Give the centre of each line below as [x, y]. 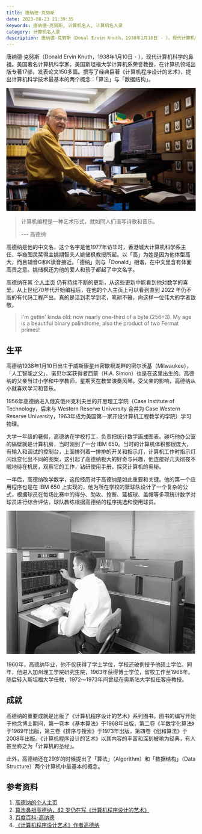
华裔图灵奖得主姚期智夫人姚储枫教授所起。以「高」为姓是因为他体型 [101, 255]
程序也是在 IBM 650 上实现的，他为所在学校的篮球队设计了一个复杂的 [97, 487]
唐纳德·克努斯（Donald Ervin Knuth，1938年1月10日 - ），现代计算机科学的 [97, 57]
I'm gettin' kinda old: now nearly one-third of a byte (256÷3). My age [106, 317]
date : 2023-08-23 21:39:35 [40, 19]
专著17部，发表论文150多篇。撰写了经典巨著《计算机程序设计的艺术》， [99, 72]
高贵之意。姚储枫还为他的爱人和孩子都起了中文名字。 [72, 270]
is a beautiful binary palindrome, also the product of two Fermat [100, 323]
